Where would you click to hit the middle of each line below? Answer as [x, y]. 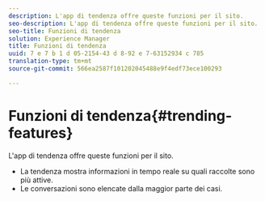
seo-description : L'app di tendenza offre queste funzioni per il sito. [133, 24]
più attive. [37, 180]
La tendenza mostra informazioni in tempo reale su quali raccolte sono [137, 171]
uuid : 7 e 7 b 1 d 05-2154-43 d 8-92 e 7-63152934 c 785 [106, 53]
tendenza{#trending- [159, 115]
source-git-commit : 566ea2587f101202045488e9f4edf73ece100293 [115, 69]
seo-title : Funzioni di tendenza [65, 31]
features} [41, 133]
